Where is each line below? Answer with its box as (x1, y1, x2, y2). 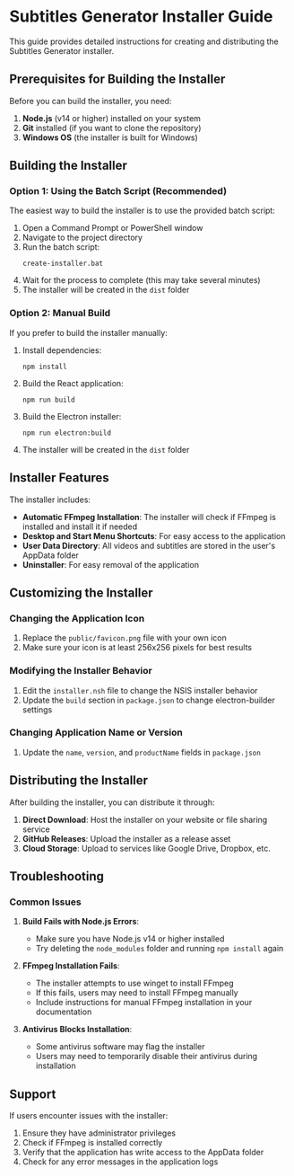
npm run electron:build (22, 429, 112, 438)
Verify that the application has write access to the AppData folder (22, 1147, 264, 1158)
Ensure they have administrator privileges (22, 1127, 177, 1138)
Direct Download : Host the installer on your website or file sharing (22, 814, 268, 825)
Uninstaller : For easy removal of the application (22, 559, 200, 570)
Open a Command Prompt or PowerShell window (22, 223, 203, 234)
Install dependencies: (22, 344, 102, 356)
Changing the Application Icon (9, 612, 145, 624)
